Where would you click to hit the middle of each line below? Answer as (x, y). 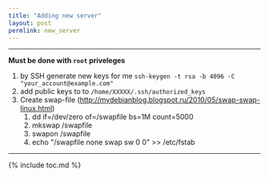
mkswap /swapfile (62, 125)
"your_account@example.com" (66, 84)
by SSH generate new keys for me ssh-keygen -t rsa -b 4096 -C (127, 76)
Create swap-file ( (50, 100)
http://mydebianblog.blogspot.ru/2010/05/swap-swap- (170, 100)
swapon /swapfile (61, 134)
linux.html (36, 108)
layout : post (30, 23)
